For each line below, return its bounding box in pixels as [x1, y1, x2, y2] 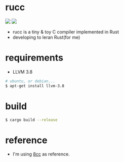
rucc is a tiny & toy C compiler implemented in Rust [12, 28, 119, 35]
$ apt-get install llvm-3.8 [5, 83, 65, 88]
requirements [5, 52, 63, 63]
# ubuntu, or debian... [5, 78, 56, 84]
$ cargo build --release [5, 117, 58, 122]
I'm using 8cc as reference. [12, 151, 70, 157]
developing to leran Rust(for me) [12, 34, 80, 40]
